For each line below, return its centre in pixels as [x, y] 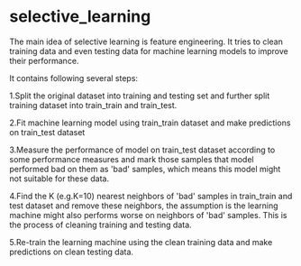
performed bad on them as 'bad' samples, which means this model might [145, 169]
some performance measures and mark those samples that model [132, 159]
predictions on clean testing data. [71, 252]
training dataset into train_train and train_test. [93, 105]
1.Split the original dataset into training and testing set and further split [140, 96]
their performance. [44, 60]
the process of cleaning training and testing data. [100, 225]
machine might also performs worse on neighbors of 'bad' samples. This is [148, 215]
